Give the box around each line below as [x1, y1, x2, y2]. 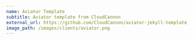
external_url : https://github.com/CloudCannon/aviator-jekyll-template [6, 19, 187, 25]
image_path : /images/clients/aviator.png [6, 25, 110, 31]
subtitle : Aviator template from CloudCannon [6, 14, 121, 20]
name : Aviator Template [6, 8, 65, 15]
